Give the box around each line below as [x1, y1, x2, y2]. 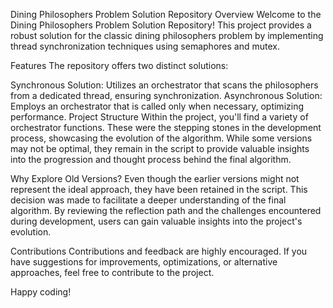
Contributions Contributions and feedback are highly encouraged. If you [10, 245, 308, 257]
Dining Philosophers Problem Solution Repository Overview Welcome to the [10, 9, 322, 20]
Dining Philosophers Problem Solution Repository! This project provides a [10, 19, 312, 31]
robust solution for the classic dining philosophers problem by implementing [10, 30, 324, 41]
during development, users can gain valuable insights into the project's [10, 215, 303, 227]
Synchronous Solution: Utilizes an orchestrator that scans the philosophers [10, 79, 319, 91]
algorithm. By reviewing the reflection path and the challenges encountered [10, 205, 322, 216]
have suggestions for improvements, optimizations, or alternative [10, 256, 278, 268]
